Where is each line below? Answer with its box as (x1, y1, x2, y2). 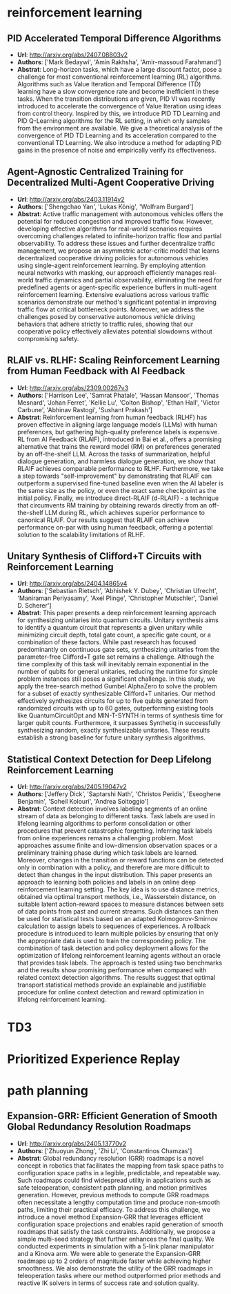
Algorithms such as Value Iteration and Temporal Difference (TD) (17, 80, 201, 88)
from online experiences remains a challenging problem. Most (17, 834, 193, 842)
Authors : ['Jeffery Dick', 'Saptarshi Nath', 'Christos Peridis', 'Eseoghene (17, 790, 221, 798)
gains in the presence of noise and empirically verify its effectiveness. (17, 146, 217, 154)
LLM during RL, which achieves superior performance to (44, 508, 205, 516)
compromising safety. (17, 334, 79, 342)
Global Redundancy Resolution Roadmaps (7, 1121, 192, 1133)
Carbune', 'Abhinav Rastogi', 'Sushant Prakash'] (17, 405, 153, 414)
